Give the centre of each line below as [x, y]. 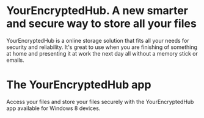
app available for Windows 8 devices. [53, 108]
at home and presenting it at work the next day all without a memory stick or [102, 53]
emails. [15, 60]
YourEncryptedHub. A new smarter [97, 11]
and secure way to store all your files [101, 24]
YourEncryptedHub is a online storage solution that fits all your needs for [98, 40]
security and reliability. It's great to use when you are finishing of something [102, 47]
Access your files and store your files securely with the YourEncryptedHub [100, 101]
